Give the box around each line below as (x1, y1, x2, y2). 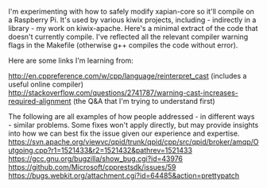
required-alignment (8, 97, 72, 106)
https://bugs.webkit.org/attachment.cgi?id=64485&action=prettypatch (8, 171, 240, 180)
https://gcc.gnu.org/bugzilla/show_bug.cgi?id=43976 (8, 154, 184, 163)
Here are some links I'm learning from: (8, 56, 133, 65)
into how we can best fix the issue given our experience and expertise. (8, 129, 240, 138)
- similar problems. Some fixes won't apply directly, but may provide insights (8, 121, 259, 129)
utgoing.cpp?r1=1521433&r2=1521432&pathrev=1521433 (8, 146, 193, 155)
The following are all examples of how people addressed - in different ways (8, 112, 255, 121)
